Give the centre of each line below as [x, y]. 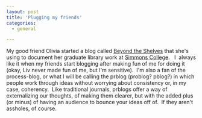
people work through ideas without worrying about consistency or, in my [96, 83]
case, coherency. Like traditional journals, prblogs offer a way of [87, 89]
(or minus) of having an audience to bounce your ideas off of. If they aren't [100, 102]
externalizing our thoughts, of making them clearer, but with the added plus [100, 96]
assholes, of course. [32, 108]
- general [24, 29]
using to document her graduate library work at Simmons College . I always [101, 57]
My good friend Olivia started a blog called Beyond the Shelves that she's [97, 51]
